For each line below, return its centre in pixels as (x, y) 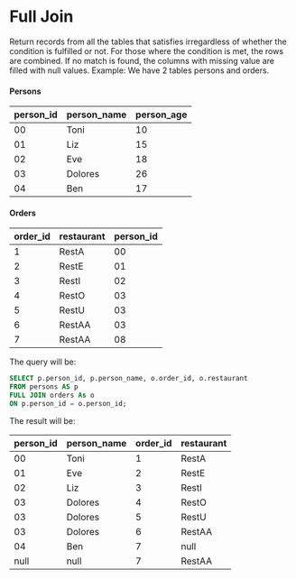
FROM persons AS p (44, 387)
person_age (161, 115)
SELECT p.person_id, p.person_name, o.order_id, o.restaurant (129, 379)
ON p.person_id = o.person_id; (68, 403)
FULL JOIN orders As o (52, 395)
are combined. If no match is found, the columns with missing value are (142, 60)
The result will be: (42, 420)
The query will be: (43, 362)
